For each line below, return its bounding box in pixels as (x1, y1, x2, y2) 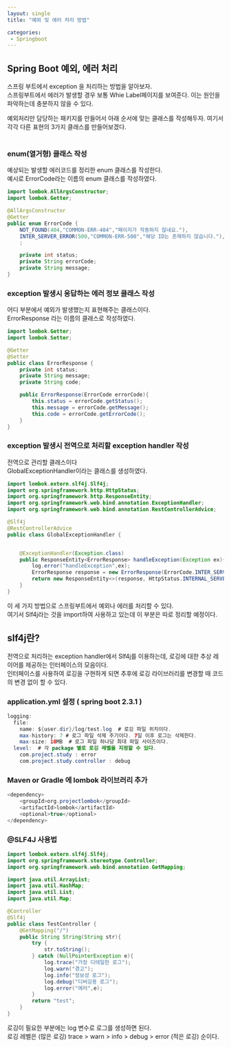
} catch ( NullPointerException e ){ (32, 953, 134, 959)
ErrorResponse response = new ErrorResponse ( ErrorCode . (32, 569, 195, 576)
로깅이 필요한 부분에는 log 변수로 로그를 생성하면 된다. (7, 1024, 152, 1032)
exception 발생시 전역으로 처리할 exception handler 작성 (7, 441, 189, 450)
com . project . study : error (19, 751, 97, 759)
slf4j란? (7, 632, 40, 644)
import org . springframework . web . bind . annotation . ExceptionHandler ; (7, 499, 205, 507)
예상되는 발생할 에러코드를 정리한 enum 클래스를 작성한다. (7, 166, 163, 174)
